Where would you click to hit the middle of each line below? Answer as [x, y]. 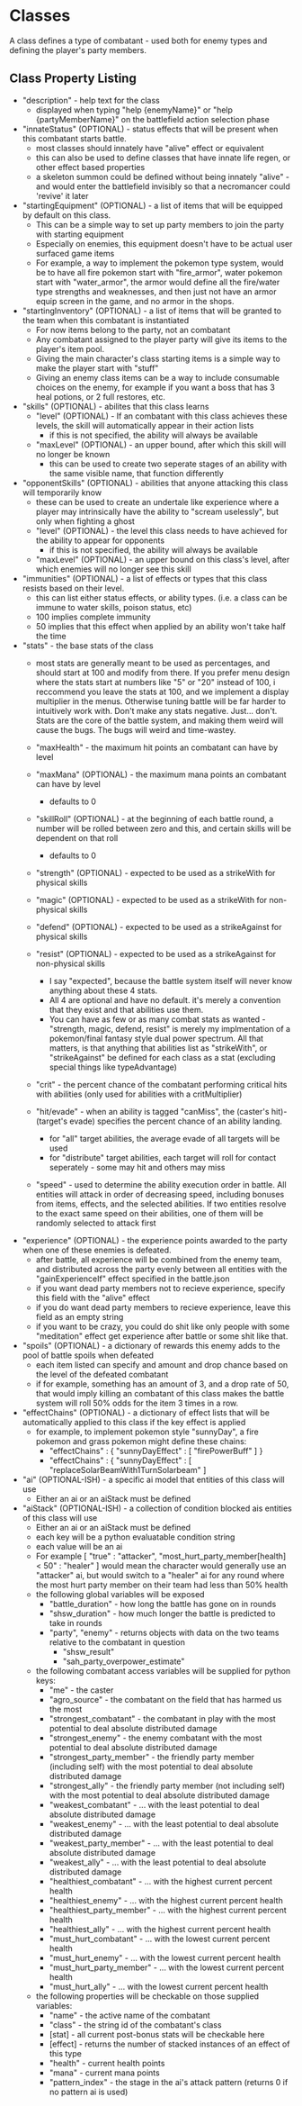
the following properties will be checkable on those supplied [147, 1996]
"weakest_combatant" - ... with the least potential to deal [154, 1804]
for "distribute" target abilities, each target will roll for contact [163, 1157]
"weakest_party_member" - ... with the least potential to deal [161, 1843]
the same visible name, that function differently [137, 473]
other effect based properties [90, 167]
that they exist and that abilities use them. [126, 1009]
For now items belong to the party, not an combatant [133, 330]
